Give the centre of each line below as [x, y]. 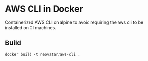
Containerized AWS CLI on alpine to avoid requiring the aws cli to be [74, 22]
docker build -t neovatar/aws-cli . [43, 54]
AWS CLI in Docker [44, 9]
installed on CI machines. [31, 27]
